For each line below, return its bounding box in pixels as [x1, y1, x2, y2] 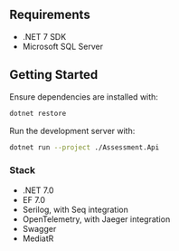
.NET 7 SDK [22, 31, 67, 42]
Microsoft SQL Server [22, 41, 104, 52]
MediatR [22, 233, 54, 244]
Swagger [22, 223, 57, 234]
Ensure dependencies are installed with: [9, 91, 158, 102]
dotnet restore [9, 109, 67, 118]
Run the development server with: [9, 125, 136, 136]
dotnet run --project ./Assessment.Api [9, 142, 160, 152]
